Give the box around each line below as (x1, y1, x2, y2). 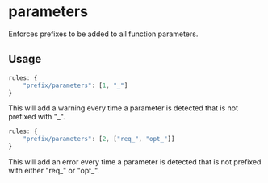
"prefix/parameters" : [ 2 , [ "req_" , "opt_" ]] (23, 135, 175, 143)
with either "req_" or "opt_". (8, 166, 99, 175)
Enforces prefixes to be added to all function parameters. (8, 29, 199, 39)
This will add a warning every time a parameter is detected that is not (8, 103, 238, 113)
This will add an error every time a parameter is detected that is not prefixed (8, 157, 262, 167)
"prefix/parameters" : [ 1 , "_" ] (23, 81, 128, 89)
